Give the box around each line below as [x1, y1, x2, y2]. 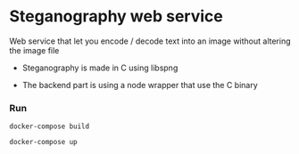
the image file [9, 45, 60, 55]
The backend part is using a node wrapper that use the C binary [21, 79, 259, 90]
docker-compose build [9, 122, 90, 131]
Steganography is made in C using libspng [21, 62, 179, 73]
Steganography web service [9, 6, 223, 27]
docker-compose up [9, 138, 78, 147]
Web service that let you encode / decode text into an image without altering [9, 36, 291, 46]
